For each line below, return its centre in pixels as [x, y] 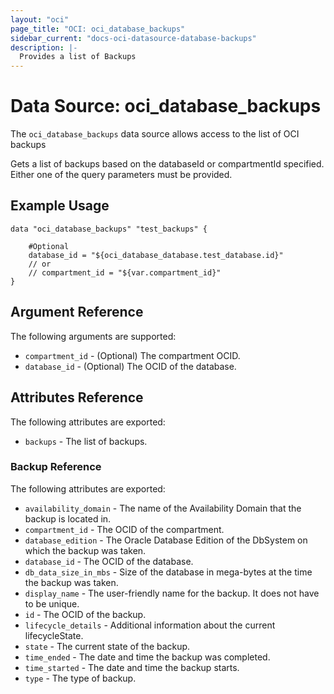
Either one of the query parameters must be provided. [121, 175]
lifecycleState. [54, 635]
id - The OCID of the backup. [85, 614]
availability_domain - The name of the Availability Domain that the [163, 508]
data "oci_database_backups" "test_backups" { [109, 229]
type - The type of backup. [80, 678]
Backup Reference [56, 467]
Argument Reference [77, 312]
